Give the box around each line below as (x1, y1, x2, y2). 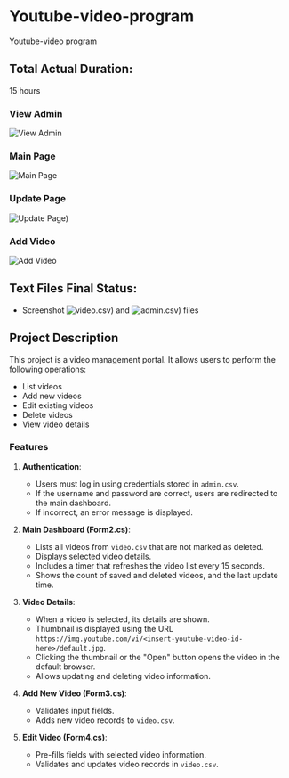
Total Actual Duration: (9, 61, 133, 77)
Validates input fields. (35, 705, 115, 716)
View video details (21, 419, 90, 430)
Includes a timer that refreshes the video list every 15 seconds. (35, 560, 265, 571)
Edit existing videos (21, 399, 94, 411)
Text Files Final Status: (9, 281, 138, 296)
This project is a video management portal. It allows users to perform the (9, 354, 276, 364)
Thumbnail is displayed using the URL (35, 623, 173, 634)
